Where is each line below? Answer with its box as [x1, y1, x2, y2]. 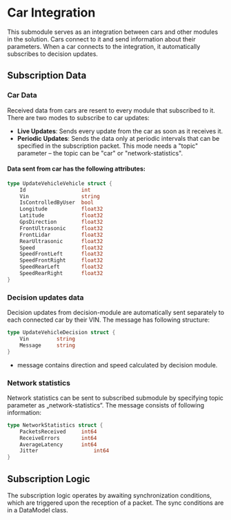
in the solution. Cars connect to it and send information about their [7, 35, 196, 43]
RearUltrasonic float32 [19, 238, 103, 244]
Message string [19, 342, 76, 349]
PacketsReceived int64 [19, 428, 97, 435]
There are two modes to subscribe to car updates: [7, 113, 150, 122]
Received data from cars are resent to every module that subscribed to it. [7, 106, 216, 115]
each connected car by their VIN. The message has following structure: [7, 316, 210, 324]
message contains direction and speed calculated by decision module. [17, 360, 218, 369]
